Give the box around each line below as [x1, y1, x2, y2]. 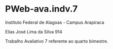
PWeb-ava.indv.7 [5, 3, 78, 15]
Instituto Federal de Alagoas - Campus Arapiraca [5, 19, 105, 25]
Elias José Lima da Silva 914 [5, 29, 63, 34]
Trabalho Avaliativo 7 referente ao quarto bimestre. [5, 38, 109, 44]
